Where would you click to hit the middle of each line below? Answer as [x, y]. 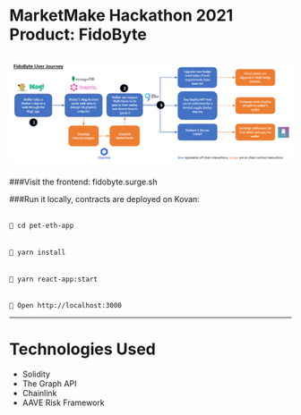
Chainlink [39, 393]
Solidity [36, 374]
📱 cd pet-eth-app [42, 226]
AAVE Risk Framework [63, 402]
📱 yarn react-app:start [54, 279]
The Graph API [49, 383]
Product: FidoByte [78, 34]
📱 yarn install [38, 253]
